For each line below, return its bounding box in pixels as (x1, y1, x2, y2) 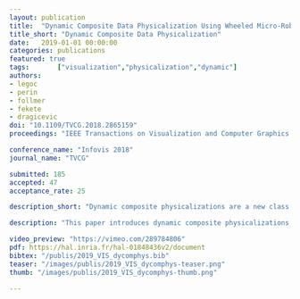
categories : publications (9, 46, 105, 55)
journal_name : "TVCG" (9, 154, 90, 162)
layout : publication (9, 12, 87, 22)
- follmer (9, 96, 46, 105)
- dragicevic (9, 112, 58, 121)
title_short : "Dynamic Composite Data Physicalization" (9, 29, 221, 38)
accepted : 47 (9, 178, 58, 187)
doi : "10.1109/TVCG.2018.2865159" (9, 121, 138, 130)
